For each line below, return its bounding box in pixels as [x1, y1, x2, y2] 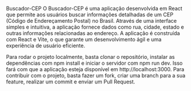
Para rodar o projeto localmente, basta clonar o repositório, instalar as [6, 54, 175, 60]
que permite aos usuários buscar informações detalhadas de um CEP [6, 11, 174, 18]
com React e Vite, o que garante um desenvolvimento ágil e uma [6, 36, 162, 43]
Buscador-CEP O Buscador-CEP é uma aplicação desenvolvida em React [6, 5, 183, 12]
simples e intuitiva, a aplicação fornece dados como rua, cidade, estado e [6, 23, 185, 30]
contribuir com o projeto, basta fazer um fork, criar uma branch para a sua [6, 72, 186, 79]
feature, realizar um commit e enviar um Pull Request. [6, 78, 136, 85]
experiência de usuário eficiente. [6, 42, 86, 49]
